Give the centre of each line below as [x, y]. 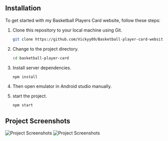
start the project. [30, 96]
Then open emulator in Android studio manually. [62, 86]
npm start [23, 105]
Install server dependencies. [42, 68]
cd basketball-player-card [41, 58]
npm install [25, 77]
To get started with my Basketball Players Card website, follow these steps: [83, 20]
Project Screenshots [38, 121]
